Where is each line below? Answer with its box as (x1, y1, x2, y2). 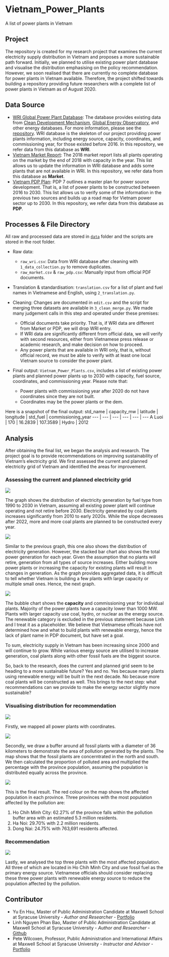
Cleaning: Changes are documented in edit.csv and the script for (12, 299, 149, 306)
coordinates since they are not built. (20, 394, 95, 400)
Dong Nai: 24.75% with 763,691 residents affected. (12, 825, 119, 832)
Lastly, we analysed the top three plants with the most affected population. (5, 859, 160, 865)
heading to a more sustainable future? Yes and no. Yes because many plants (5, 668, 164, 674)
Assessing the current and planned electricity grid (5, 476, 131, 484)
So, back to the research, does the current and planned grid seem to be (5, 663, 154, 669)
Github (12, 930, 27, 936)
